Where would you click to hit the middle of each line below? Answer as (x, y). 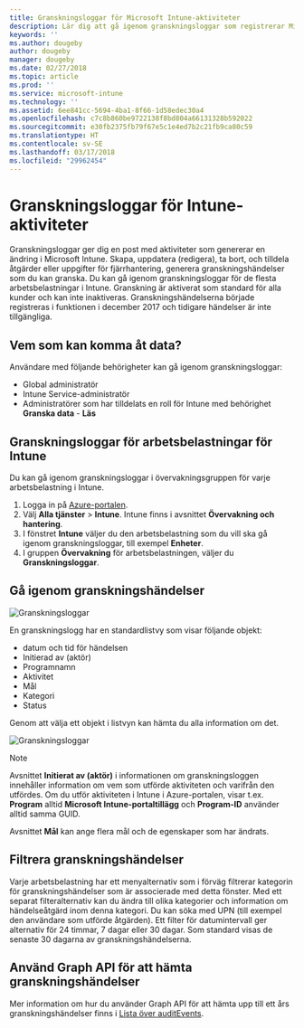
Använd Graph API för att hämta (101, 968)
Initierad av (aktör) (57, 657)
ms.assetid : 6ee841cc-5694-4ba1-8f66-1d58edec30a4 (107, 110)
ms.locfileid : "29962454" (58, 160)
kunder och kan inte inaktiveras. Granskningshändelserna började (132, 297)
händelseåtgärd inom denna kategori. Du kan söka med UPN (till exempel (146, 910)
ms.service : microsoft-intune (66, 93)
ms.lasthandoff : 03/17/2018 (62, 152)
